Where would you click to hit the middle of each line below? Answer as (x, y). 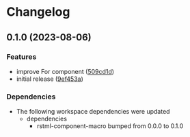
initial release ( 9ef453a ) (50, 79)
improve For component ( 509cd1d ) (65, 71)
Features (22, 57)
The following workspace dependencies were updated (93, 112)
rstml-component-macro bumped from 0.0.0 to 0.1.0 (110, 126)
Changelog (38, 12)
